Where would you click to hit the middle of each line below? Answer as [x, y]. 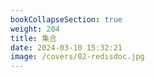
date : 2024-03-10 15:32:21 [66, 47]
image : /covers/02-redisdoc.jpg [77, 57]
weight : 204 [35, 29]
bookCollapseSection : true [66, 19]
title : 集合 [33, 38]
